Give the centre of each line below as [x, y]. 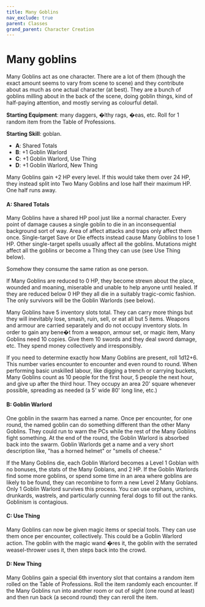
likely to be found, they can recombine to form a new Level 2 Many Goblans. [102, 482]
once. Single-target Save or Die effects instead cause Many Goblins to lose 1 [103, 238]
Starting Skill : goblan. [34, 134]
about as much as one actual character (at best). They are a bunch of [94, 90]
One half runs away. [32, 190]
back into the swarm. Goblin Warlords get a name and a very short [90, 444]
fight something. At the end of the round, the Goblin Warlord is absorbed [98, 437]
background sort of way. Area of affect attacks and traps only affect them [99, 231]
